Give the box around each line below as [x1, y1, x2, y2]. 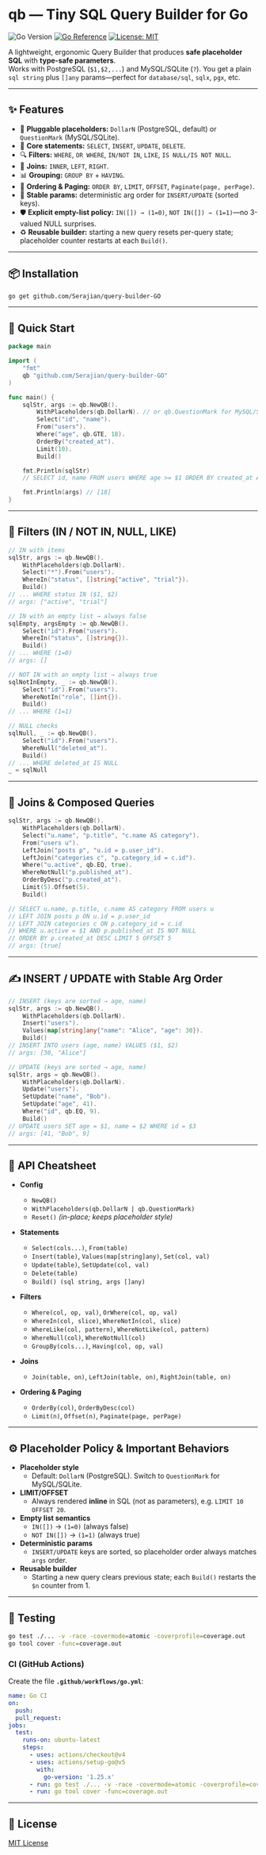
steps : [22, 1744, 44, 1752]
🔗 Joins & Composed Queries [8, 795, 155, 809]
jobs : [8, 1721, 26, 1730]
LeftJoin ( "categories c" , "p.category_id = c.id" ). [22, 853, 196, 862]
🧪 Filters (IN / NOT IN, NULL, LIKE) [8, 525, 177, 539]
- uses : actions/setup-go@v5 [28, 1758, 126, 1766]
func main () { [8, 393, 55, 402]
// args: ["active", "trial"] [8, 598, 108, 606]
